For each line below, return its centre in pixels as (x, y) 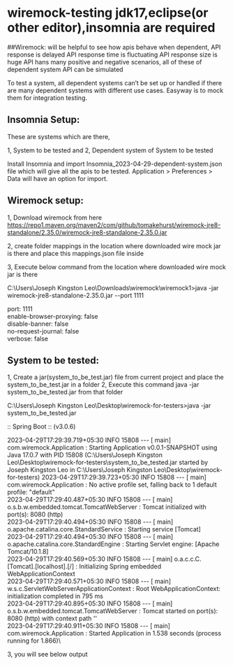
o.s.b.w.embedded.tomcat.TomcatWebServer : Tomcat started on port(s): (113, 611)
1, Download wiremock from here (55, 217)
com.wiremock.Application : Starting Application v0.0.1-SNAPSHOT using (112, 448)
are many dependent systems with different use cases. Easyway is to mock (115, 90)
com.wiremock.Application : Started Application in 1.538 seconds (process (114, 634)
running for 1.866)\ (34, 641)
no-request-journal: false (43, 331)
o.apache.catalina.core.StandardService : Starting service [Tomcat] (104, 529)
